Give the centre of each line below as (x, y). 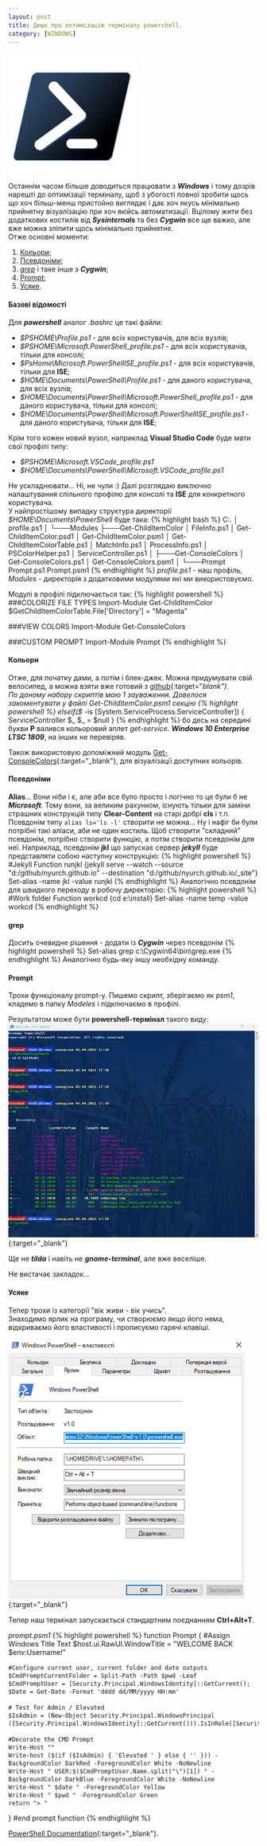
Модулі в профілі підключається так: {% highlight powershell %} (116, 594)
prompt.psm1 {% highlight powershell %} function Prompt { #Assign (119, 1635)
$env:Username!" (37, 1652)
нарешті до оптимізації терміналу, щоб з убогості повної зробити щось (128, 194)
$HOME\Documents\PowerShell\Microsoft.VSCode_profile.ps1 (122, 470)
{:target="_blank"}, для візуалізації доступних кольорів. (150, 761)
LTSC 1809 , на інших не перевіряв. (67, 737)
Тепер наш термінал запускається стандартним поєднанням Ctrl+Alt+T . (132, 1620)
